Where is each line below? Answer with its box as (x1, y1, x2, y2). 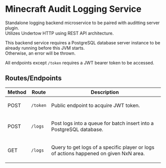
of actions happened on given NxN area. (51, 150, 145, 157)
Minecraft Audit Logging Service (5, 3, 142, 15)
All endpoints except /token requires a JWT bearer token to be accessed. (5, 60, 155, 66)
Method (7, 89, 27, 96)
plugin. (5, 25, 19, 31)
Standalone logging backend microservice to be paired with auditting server (5, 20, 160, 26)
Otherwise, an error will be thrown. (5, 50, 76, 56)
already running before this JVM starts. (5, 45, 85, 51)
